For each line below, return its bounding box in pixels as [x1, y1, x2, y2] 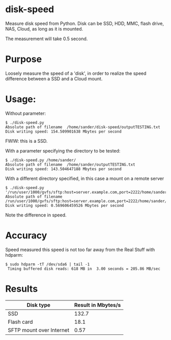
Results [5, 283, 38, 294]
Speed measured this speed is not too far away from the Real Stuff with [5, 246, 155, 253]
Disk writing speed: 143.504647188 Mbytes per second [5, 166, 122, 171]
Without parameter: [5, 110, 46, 116]
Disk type [26, 301, 51, 308]
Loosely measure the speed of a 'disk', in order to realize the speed [5, 70, 147, 76]
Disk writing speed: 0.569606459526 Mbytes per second [5, 203, 124, 208]
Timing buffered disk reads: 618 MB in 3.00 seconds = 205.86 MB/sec [7, 266, 160, 271]
